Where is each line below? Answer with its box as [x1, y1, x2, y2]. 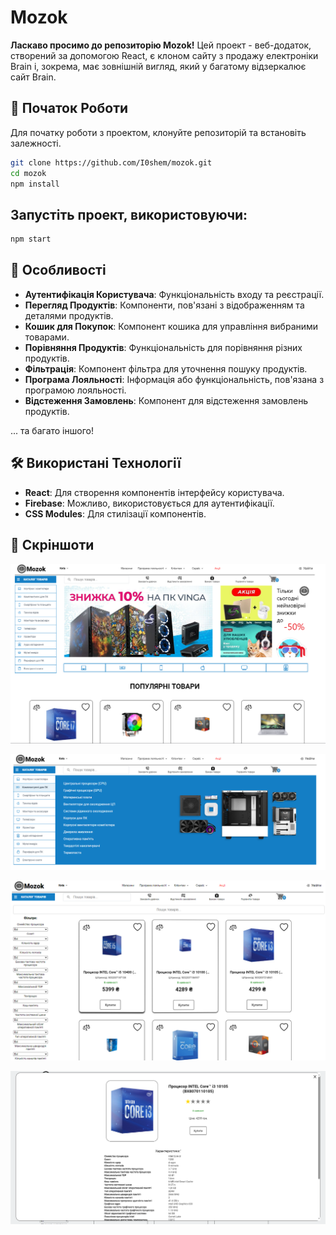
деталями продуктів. [24, 309, 114, 321]
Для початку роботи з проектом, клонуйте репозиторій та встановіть [10, 126, 307, 138]
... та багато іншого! [10, 424, 94, 436]
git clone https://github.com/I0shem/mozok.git [10, 157, 213, 168]
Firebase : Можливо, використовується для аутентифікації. [24, 497, 275, 509]
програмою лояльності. [24, 384, 127, 396]
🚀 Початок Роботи [10, 100, 129, 117]
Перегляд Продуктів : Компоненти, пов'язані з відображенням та [24, 299, 305, 311]
